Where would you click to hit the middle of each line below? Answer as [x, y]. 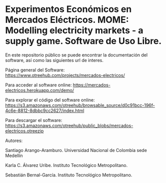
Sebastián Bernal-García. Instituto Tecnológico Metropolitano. [69, 175]
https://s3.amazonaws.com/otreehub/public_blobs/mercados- [69, 125]
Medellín [14, 155]
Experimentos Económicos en [68, 9]
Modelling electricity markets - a [74, 30]
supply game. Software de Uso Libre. [83, 41]
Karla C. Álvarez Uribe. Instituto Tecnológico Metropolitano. [66, 165]
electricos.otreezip [24, 130]
